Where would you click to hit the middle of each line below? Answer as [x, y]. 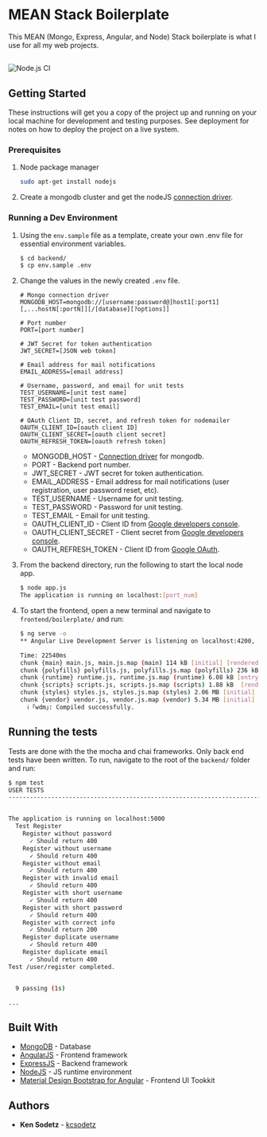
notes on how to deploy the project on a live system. [94, 130]
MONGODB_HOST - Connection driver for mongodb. [118, 456]
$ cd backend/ [43, 258]
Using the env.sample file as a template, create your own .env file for [132, 235]
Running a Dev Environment [63, 218]
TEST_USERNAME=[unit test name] [73, 393]
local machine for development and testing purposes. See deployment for [129, 121]
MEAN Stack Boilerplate [89, 15]
